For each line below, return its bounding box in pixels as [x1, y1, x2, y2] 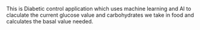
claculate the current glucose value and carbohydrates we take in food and [6, 11, 195, 19]
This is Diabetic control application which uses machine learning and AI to [6, 5, 191, 12]
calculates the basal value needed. [6, 18, 94, 25]
